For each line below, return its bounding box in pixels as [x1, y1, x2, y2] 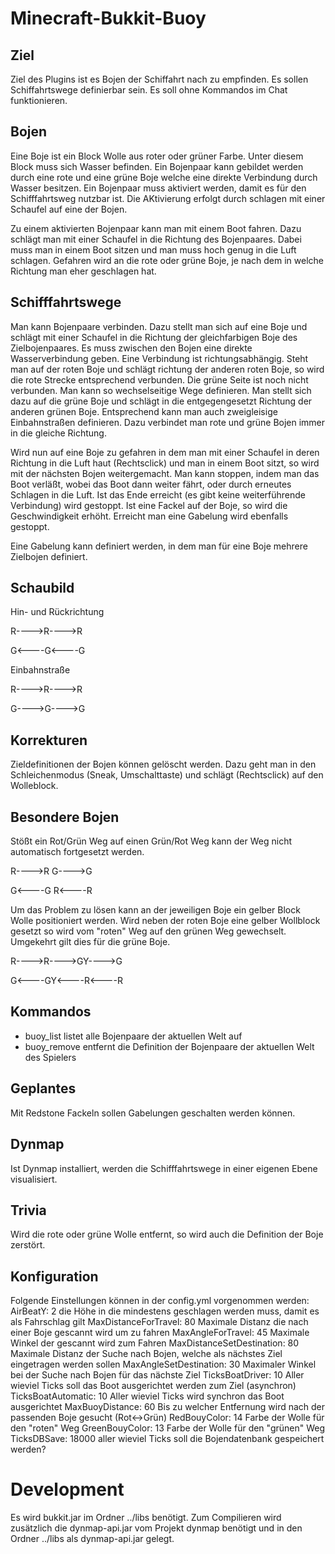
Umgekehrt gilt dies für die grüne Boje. [10, 936, 171, 948]
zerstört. [10, 1239, 46, 1251]
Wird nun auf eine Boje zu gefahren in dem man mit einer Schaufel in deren [10, 446, 320, 458]
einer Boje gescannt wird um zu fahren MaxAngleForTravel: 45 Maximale [10, 1327, 310, 1339]
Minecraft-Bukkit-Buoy [10, 7, 207, 30]
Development [10, 1478, 125, 1501]
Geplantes [10, 1080, 77, 1097]
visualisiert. [10, 1173, 58, 1185]
